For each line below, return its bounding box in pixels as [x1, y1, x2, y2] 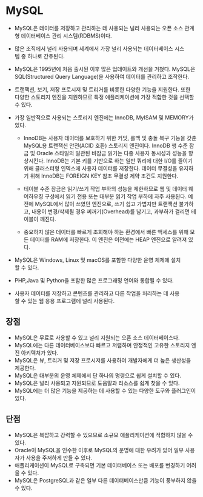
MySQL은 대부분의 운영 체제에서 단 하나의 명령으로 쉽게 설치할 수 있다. [14, 372, 182, 379]
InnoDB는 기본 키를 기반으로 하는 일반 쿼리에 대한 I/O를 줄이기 [46, 157, 193, 164]
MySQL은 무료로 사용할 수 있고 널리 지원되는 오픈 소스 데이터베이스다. [14, 334, 180, 341]
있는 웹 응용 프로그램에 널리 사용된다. [27, 297, 115, 304]
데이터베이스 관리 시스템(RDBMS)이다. [21, 32, 113, 39]
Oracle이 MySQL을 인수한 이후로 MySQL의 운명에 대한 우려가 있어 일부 [14, 446, 184, 453]
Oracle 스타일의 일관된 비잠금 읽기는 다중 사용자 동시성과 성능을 [36, 149, 187, 156]
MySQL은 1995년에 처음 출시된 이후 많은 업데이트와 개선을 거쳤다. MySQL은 [14, 65, 196, 73]
